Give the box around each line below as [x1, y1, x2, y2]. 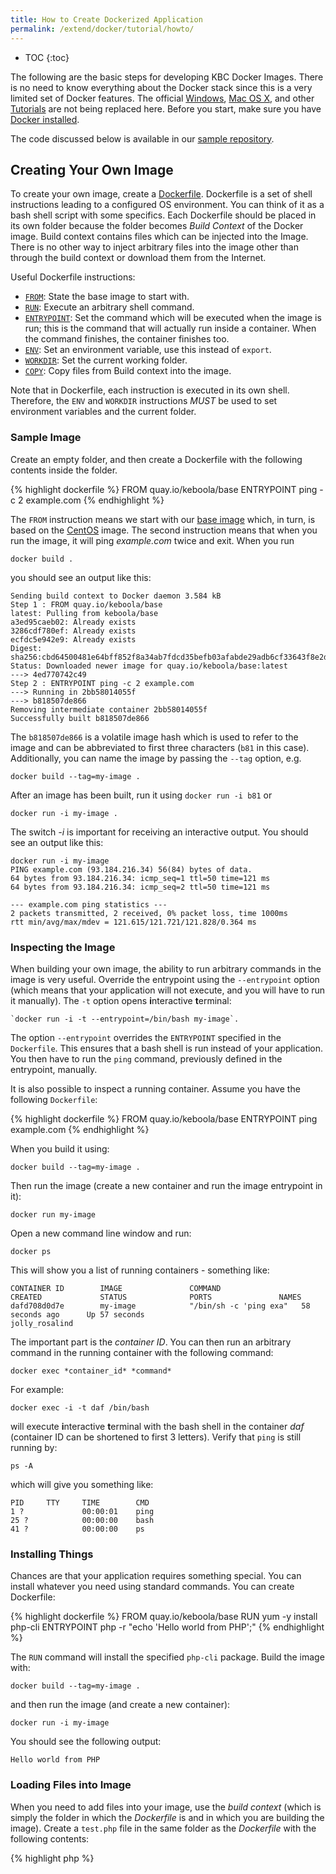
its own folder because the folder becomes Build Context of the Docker [10, 220, 304, 232]
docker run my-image [10, 1209, 97, 1220]
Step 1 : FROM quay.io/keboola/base [10, 599, 163, 610]
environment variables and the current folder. [10, 406, 197, 418]
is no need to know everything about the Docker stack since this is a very [10, 81, 313, 93]
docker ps [10, 1246, 52, 1256]
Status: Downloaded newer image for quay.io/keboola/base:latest [10, 661, 288, 671]
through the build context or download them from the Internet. [10, 252, 267, 264]
